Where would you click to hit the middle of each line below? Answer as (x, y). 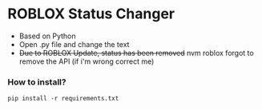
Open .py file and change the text (74, 44)
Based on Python (48, 36)
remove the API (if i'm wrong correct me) (87, 61)
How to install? (37, 82)
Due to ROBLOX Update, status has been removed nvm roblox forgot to (136, 53)
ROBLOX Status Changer (91, 14)
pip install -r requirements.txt (63, 99)
